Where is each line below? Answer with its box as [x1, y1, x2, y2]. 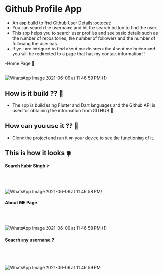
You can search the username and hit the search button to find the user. [12, 25, 158, 30]
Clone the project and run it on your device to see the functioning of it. [12, 135, 154, 141]
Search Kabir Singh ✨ [5, 163, 50, 169]
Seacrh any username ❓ [5, 237, 55, 243]
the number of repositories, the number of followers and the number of [12, 35, 156, 41]
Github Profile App [5, 3, 82, 15]
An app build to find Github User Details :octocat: [12, 20, 112, 25]
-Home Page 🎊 [5, 60, 35, 66]
